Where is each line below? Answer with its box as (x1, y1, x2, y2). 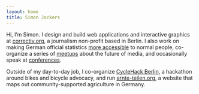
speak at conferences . (6, 56, 62, 63)
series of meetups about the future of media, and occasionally (33, 50, 188, 57)
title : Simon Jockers (6, 14, 61, 20)
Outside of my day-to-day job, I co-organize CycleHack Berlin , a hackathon (6, 68, 192, 75)
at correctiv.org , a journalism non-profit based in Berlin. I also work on (6, 37, 180, 44)
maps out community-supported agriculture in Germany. (6, 80, 146, 87)
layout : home (6, 8, 39, 15)
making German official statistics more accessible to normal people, (6, 43, 174, 51)
